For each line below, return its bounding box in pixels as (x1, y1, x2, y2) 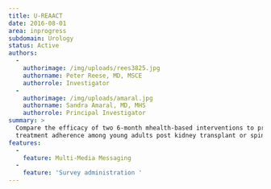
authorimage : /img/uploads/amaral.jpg (23, 94, 153, 102)
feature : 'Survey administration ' (23, 169, 143, 177)
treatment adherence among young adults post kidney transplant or (15, 131, 248, 139)
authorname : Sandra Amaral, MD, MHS (23, 101, 147, 109)
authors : (8, 49, 38, 57)
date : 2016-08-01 (8, 19, 67, 27)
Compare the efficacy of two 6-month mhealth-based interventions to (15, 124, 254, 132)
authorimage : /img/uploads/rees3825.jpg (23, 64, 161, 72)
